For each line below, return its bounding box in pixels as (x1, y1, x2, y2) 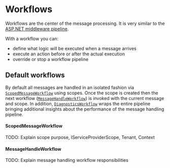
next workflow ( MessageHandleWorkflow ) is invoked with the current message (5, 95, 164, 101)
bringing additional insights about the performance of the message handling (5, 106, 164, 112)
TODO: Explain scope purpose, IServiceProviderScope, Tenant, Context (5, 134, 155, 140)
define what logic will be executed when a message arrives (12, 45, 137, 51)
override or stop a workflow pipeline (12, 56, 89, 62)
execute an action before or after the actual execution (12, 51, 125, 57)
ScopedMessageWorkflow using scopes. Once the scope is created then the (5, 90, 158, 96)
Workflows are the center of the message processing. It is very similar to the (5, 20, 165, 26)
